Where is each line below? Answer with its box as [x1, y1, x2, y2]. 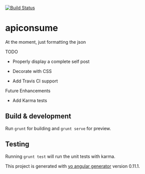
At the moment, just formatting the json [5, 39, 86, 45]
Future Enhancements [5, 88, 51, 94]
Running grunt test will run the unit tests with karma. [5, 153, 115, 159]
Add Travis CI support [12, 78, 58, 84]
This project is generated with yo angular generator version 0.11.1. [5, 163, 140, 169]
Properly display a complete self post [12, 58, 90, 64]
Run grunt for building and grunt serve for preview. [5, 125, 111, 131]
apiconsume [5, 23, 58, 34]
